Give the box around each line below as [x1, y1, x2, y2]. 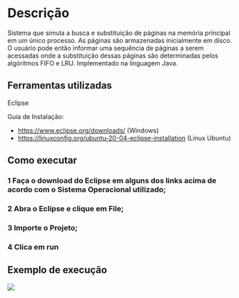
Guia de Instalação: [7, 112, 64, 120]
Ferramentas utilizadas [7, 80, 113, 92]
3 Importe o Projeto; [7, 222, 78, 232]
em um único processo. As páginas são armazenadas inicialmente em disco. [7, 36, 233, 44]
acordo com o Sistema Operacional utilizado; [7, 185, 166, 195]
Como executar [7, 155, 77, 167]
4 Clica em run [7, 242, 59, 252]
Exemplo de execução [7, 264, 108, 276]
